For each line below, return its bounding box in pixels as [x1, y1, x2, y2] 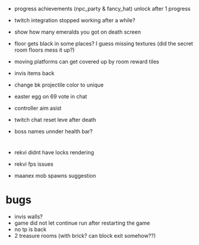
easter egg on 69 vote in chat [14, 93, 88, 100]
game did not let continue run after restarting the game [14, 219, 150, 227]
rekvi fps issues [14, 160, 53, 168]
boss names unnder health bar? [14, 128, 93, 135]
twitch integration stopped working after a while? [14, 17, 135, 23]
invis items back [14, 70, 55, 77]
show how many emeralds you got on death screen [14, 28, 141, 35]
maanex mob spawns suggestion [14, 172, 97, 180]
